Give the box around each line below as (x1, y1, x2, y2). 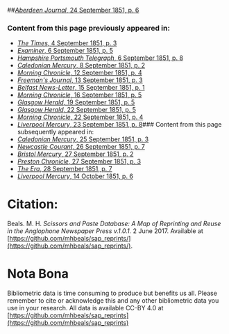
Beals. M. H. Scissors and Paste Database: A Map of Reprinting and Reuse (7, 219, 221, 228)
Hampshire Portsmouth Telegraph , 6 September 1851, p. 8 (17, 54, 184, 62)
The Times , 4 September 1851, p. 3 (17, 39, 117, 47)
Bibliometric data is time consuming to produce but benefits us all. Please (7, 289, 217, 298)
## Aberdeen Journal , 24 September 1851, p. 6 (7, 6, 139, 14)
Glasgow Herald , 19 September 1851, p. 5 (17, 98, 135, 106)
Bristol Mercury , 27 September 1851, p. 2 (17, 150, 134, 159)
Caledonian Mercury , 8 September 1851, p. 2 (17, 61, 146, 70)
